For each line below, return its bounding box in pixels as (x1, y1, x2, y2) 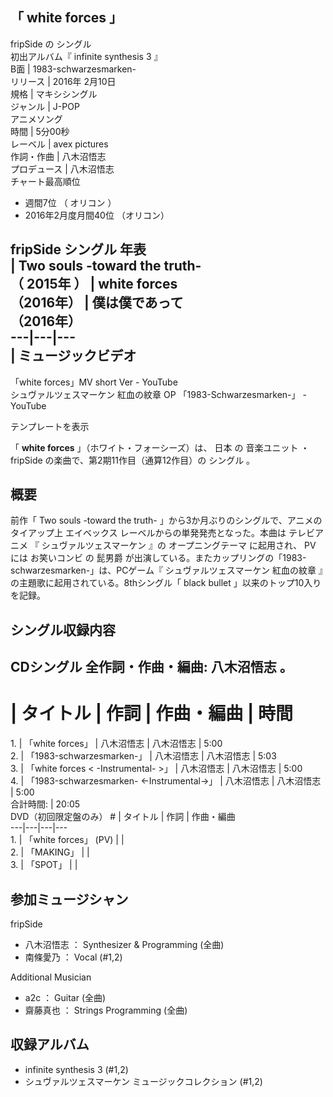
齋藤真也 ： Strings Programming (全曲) (24, 1004, 188, 1016)
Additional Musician (10, 971, 92, 983)
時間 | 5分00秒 (10, 125, 70, 137)
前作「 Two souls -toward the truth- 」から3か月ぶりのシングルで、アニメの (10, 514, 323, 527)
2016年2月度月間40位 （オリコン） (24, 209, 170, 221)
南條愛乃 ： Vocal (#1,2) (24, 951, 123, 963)
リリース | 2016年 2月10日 (10, 75, 117, 87)
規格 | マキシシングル (10, 88, 98, 100)
